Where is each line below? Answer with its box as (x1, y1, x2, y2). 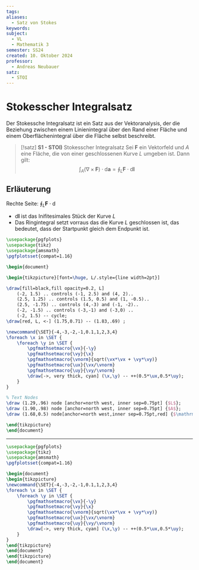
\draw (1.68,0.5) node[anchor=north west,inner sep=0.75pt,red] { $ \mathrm (6, 411, 195, 417)
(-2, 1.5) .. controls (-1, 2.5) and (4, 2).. (17, 291, 134, 297)
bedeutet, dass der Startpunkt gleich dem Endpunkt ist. (14, 226, 150, 233)
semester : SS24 (6, 47, 44, 53)
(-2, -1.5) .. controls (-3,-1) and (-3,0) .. (17, 307, 134, 314)
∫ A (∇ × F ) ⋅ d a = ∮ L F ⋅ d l (79, 166, 135, 174)
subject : (6, 31, 28, 37)
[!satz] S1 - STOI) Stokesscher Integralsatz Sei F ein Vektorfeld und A (20, 144, 190, 151)
